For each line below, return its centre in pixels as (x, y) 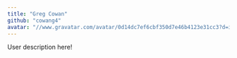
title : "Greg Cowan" (38, 14)
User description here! (40, 47)
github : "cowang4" (34, 21)
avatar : (19, 27)
